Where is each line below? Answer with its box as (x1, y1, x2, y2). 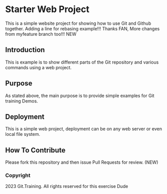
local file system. (5, 131, 40, 137)
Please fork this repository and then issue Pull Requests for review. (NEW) (5, 159, 158, 165)
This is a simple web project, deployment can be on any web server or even (5, 126, 162, 132)
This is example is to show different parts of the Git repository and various (5, 59, 159, 65)
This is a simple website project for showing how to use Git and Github (5, 20, 151, 26)
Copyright (5, 172, 31, 179)
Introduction (5, 45, 45, 54)
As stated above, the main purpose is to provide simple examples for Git (5, 92, 154, 99)
